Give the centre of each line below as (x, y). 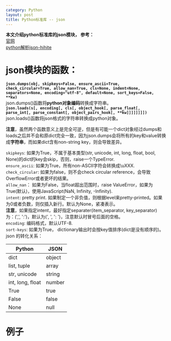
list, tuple (19, 266)
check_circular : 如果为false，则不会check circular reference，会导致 (78, 172)
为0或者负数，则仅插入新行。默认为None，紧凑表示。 (62, 204)
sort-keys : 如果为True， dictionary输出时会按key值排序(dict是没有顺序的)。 (85, 230)
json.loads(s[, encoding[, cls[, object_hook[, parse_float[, (73, 108)
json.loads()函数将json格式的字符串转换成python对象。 (63, 119)
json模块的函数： (42, 70)
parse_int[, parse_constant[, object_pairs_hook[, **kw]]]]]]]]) (76, 113)
